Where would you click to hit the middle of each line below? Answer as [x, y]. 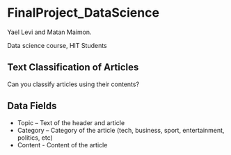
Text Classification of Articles [73, 67]
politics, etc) [35, 138]
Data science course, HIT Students [57, 45]
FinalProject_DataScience [83, 13]
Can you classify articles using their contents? [73, 84]
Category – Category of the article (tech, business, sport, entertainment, [121, 130]
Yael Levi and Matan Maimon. [49, 32]
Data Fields [32, 106]
